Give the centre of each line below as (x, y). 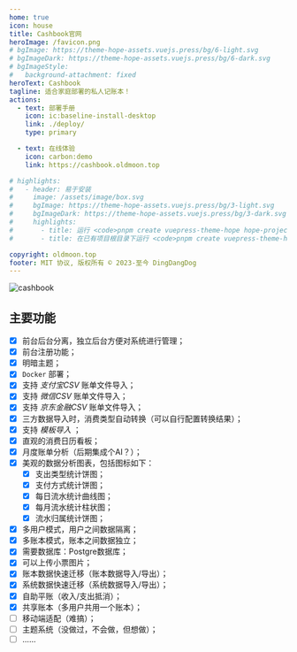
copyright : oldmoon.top (53, 254)
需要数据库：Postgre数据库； (75, 552)
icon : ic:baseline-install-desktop (91, 116)
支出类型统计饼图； (70, 473)
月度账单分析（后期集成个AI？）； (82, 451)
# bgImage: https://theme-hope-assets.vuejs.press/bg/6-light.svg (134, 50)
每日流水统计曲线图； (74, 495)
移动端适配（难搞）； (59, 618)
